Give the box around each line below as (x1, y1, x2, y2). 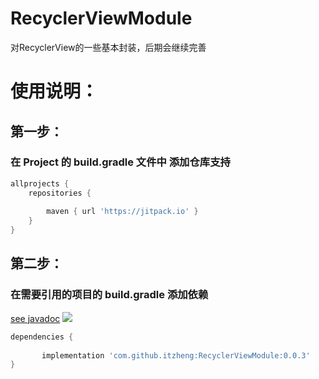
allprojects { (10, 178, 70, 189)
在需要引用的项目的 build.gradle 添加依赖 (10, 288, 209, 302)
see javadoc (10, 312, 61, 324)
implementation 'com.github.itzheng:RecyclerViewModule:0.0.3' (41, 350, 311, 361)
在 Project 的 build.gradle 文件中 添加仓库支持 (10, 155, 231, 169)
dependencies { (10, 332, 74, 342)
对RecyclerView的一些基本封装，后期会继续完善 (10, 41, 207, 53)
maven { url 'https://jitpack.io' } (46, 207, 199, 217)
